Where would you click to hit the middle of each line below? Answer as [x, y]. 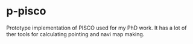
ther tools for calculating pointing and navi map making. [75, 34]
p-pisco [26, 11]
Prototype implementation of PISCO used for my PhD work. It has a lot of [96, 28]
